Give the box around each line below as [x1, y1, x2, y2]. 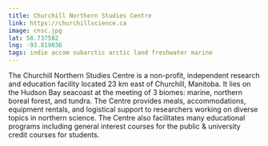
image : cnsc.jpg [8, 26, 62, 34]
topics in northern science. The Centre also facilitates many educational [8, 113, 246, 122]
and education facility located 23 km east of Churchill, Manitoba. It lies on [8, 79, 251, 89]
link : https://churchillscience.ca [8, 19, 127, 27]
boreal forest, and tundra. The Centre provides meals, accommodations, [8, 97, 246, 105]
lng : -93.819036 [8, 41, 62, 49]
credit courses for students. [8, 130, 100, 140]
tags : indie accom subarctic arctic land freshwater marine [8, 49, 214, 57]
